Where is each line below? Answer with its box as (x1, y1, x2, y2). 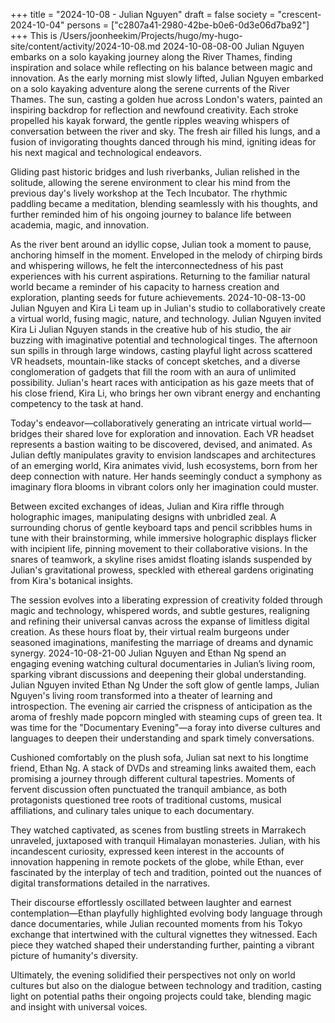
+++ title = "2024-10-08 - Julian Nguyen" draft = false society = (10, 9, 276, 20)
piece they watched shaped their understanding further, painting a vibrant (10, 939, 315, 951)
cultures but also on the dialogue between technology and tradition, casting (10, 980, 322, 991)
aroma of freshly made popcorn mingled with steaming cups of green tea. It (10, 711, 323, 723)
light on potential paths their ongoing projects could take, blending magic (10, 990, 312, 1002)
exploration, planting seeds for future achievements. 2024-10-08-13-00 (10, 292, 307, 303)
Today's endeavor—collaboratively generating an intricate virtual (10, 417, 277, 429)
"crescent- (277, 9, 322, 20)
